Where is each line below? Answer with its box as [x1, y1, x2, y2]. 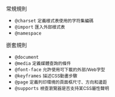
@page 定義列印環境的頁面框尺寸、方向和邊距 [14, 79, 107, 85]
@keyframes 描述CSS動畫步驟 [14, 73, 78, 79]
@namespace [14, 31, 42, 36]
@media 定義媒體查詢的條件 [14, 61, 71, 66]
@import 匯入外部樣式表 [14, 24, 65, 30]
